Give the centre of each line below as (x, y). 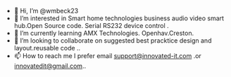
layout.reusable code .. (47, 48)
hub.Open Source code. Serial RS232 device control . (91, 26)
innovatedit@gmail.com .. (50, 66)
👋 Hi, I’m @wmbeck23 (46, 11)
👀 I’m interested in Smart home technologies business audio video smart (119, 18)
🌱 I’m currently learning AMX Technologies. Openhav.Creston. (104, 33)
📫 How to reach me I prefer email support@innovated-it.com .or (108, 56)
